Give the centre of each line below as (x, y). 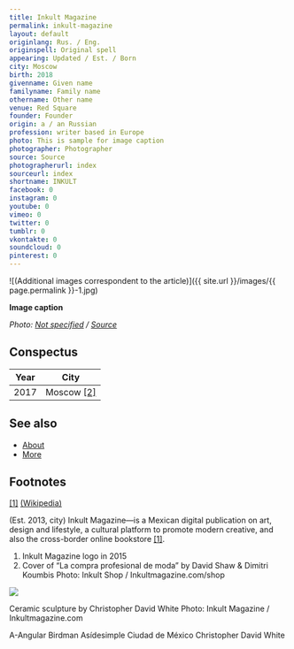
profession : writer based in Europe (77, 133)
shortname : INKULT (43, 182)
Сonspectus (43, 352)
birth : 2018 (31, 75)
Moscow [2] (71, 392)
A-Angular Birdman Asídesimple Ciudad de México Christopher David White (147, 635)
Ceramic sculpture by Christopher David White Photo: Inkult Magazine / (139, 609)
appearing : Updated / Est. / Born (73, 58)
